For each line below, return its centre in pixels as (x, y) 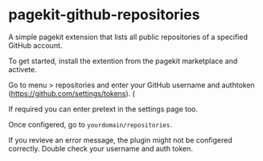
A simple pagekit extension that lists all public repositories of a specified (128, 37)
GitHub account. (35, 45)
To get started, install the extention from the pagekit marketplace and (123, 61)
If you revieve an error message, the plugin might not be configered (121, 140)
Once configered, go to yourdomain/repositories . (90, 124)
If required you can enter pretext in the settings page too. (103, 109)
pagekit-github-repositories (104, 15)
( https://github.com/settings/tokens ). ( (72, 93)
